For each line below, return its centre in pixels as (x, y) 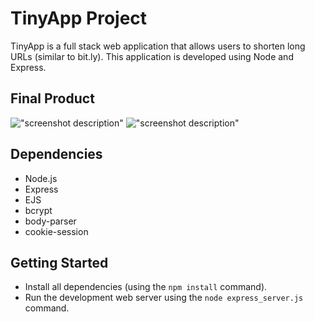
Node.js (41, 178)
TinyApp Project (79, 18)
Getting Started (59, 262)
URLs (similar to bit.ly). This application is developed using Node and (152, 56)
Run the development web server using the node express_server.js (164, 298)
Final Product (52, 98)
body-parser (50, 221)
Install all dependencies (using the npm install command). (146, 287)
